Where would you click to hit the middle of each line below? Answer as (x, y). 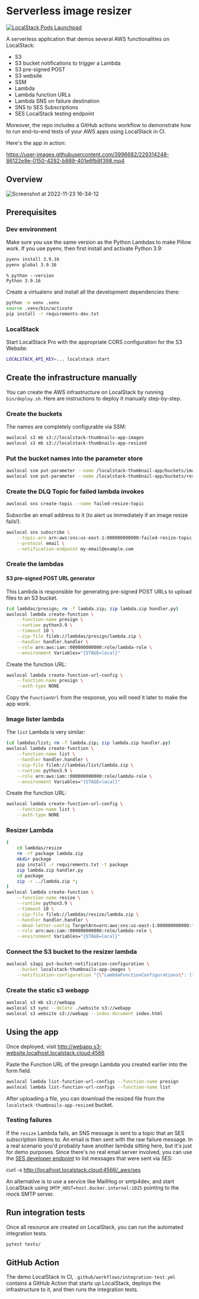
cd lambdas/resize (39, 848)
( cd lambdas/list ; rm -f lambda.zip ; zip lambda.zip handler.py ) (88, 743)
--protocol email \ (41, 543)
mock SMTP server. (30, 1194)
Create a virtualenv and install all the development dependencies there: (93, 292)
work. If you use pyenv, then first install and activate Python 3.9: (84, 248)
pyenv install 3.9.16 (33, 260)
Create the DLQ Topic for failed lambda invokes (75, 491)
